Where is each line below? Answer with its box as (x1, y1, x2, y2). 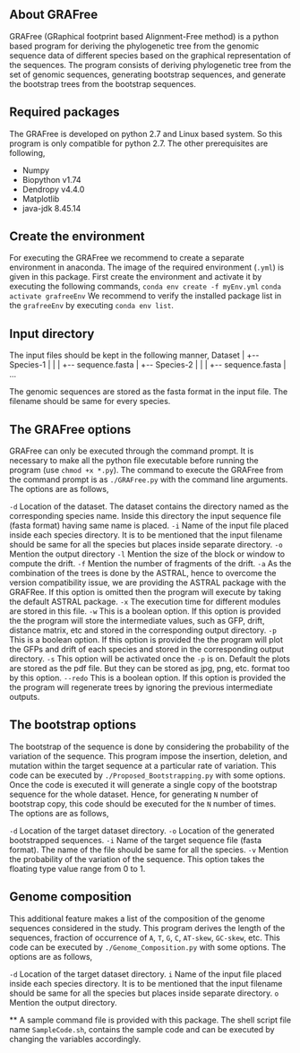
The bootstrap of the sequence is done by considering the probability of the (9, 741, 289, 752)
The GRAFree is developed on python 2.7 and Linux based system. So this (9, 128, 283, 139)
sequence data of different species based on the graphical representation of (9, 49, 291, 61)
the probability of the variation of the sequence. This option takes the (9, 853, 265, 864)
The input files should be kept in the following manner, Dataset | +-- (9, 350, 260, 361)
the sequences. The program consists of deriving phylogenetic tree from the (9, 59, 292, 70)
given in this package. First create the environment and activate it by (9, 272, 262, 282)
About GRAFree (9, 7, 99, 22)
